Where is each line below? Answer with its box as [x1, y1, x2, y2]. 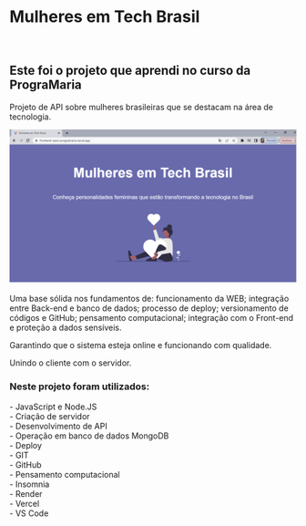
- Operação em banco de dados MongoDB [9, 430, 169, 441]
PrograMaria [9, 77, 82, 93]
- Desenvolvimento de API [9, 420, 107, 431]
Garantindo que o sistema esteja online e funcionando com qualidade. [9, 340, 272, 351]
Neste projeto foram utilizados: [9, 380, 150, 393]
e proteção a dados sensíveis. [9, 322, 122, 334]
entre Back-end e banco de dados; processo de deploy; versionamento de [9, 303, 289, 314]
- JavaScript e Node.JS [9, 401, 97, 412]
